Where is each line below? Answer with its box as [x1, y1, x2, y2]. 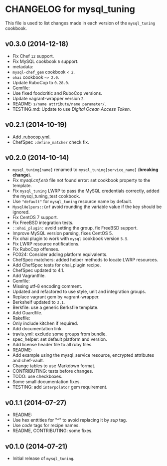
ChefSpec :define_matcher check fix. [12, 139, 89, 145]
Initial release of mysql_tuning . [12, 456, 75, 461]
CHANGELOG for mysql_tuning [5, 3, 136, 15]
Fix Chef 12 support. [12, 53, 54, 59]
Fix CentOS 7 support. [12, 215, 58, 221]
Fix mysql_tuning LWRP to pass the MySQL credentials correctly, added [12, 188, 160, 194]
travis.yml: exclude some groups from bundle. [12, 331, 107, 337]
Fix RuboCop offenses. [12, 246, 60, 252]
